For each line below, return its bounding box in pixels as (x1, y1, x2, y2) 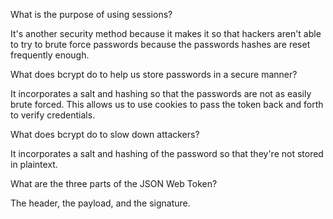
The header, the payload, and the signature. (10, 197, 191, 209)
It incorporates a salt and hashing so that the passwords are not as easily (10, 88, 312, 99)
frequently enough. (10, 49, 90, 61)
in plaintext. (10, 159, 58, 170)
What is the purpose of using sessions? (10, 9, 173, 20)
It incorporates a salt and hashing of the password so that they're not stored (10, 148, 324, 159)
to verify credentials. (10, 109, 96, 121)
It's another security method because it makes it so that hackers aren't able (10, 28, 322, 39)
